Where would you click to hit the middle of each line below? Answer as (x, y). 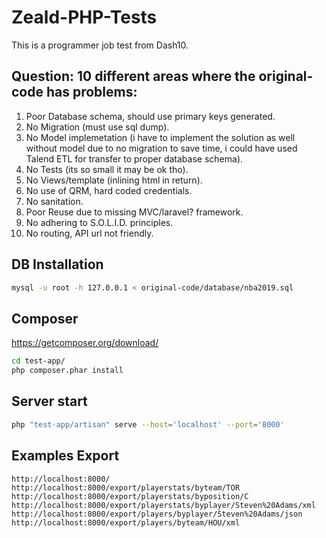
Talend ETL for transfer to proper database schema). (134, 158)
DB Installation (57, 264)
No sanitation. (54, 201)
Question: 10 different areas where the (133, 76)
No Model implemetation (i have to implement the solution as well (160, 137)
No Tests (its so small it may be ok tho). (107, 169)
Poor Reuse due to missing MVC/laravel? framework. (134, 212)
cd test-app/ (38, 361)
